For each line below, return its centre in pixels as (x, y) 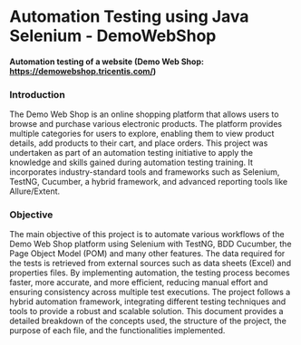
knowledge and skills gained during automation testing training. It (131, 163)
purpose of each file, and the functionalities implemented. (117, 331)
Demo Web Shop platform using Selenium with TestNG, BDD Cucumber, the (150, 244)
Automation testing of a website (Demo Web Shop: (107, 62)
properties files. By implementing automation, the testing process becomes (150, 273)
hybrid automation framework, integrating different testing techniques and (148, 302)
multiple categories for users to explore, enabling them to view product (142, 134)
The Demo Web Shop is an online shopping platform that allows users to (144, 114)
